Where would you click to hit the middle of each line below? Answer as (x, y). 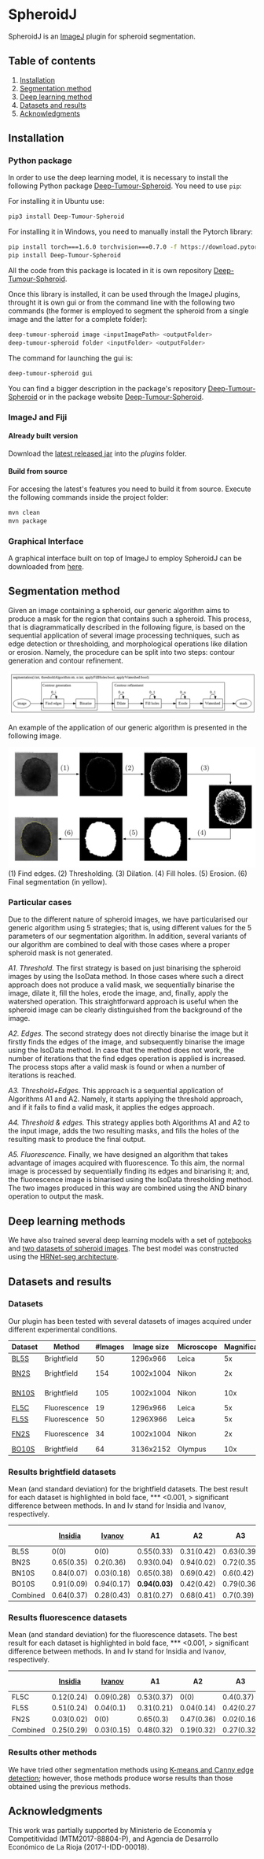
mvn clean (24, 513)
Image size (151, 1347)
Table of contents (52, 61)
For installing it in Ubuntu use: (56, 201)
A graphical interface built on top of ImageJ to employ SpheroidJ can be (125, 558)
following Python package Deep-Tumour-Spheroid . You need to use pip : (125, 186)
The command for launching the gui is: (71, 358)
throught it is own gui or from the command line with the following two (122, 303)
